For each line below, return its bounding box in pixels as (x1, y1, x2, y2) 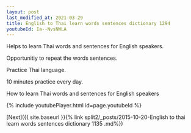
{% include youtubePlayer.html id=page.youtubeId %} (6, 102, 142, 109)
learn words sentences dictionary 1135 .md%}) (6, 120, 123, 128)
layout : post (6, 9, 40, 15)
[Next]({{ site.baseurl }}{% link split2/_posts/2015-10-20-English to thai (6, 113, 186, 121)
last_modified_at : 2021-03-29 (6, 15, 84, 21)
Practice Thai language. (6, 66, 66, 74)
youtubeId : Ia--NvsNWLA (6, 26, 67, 32)
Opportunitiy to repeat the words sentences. (6, 54, 118, 62)
